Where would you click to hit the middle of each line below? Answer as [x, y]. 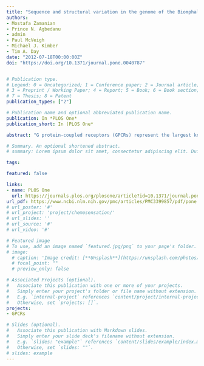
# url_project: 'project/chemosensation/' [61, 213]
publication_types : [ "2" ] [39, 102]
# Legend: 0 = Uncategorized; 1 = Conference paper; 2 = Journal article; [103, 85]
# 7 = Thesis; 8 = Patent [39, 96]
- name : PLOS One [28, 190]
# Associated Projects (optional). [51, 280]
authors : [17, 18]
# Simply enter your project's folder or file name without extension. [102, 291]
